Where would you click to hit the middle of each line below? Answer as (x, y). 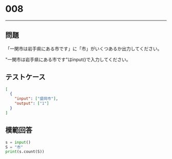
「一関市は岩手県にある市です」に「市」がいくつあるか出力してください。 (84, 49)
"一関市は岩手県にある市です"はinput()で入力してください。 (68, 59)
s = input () (18, 142)
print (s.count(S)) (25, 152)
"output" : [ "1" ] (32, 104)
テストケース (25, 77)
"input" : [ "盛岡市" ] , (36, 99)
